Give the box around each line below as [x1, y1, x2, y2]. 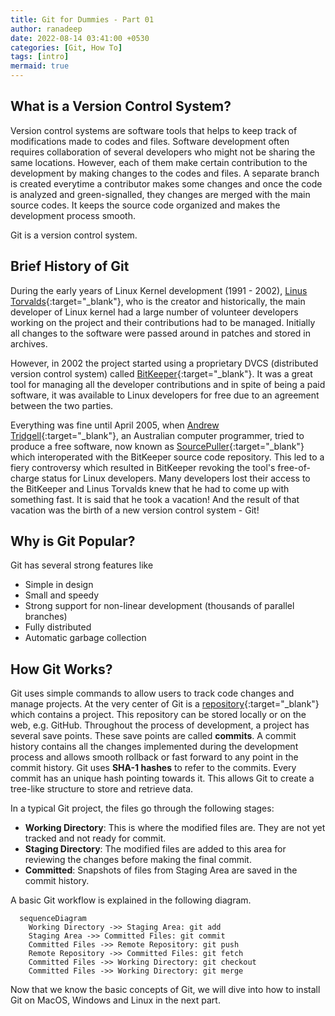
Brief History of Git [10, 258, 130, 275]
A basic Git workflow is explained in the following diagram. [10, 894, 252, 906]
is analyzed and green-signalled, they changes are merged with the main [10, 188, 311, 200]
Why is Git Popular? [10, 533, 136, 550]
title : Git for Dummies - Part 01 [10, 14, 155, 25]
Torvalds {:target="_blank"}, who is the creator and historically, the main [10, 295, 306, 307]
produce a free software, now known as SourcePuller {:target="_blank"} [10, 440, 305, 452]
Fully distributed [24, 621, 92, 633]
